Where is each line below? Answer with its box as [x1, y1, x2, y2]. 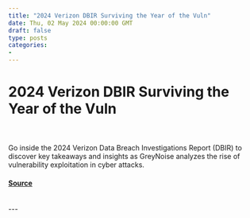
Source [8, 178, 33, 188]
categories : [8, 41, 48, 49]
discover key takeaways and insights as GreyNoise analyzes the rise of [8, 151, 240, 161]
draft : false [8, 26, 52, 34]
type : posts [8, 33, 48, 42]
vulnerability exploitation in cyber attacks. [8, 160, 145, 169]
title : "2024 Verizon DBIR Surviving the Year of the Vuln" [8, 11, 212, 20]
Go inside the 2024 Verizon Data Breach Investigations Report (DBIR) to [8, 142, 242, 152]
